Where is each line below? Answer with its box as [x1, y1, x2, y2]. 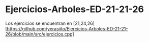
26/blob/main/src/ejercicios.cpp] [5, 31, 74, 37]
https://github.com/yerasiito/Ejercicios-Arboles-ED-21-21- [7, 25, 128, 31]
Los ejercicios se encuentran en [5, 20, 72, 26]
